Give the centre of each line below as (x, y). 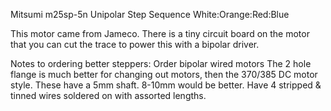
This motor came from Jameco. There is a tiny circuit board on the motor (160, 33)
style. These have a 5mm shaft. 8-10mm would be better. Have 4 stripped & (166, 85)
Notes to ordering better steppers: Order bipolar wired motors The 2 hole (161, 63)
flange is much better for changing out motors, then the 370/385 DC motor (164, 74)
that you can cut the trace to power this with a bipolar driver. (135, 44)
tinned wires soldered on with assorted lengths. (108, 95)
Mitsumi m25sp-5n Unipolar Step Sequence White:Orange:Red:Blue (150, 14)
